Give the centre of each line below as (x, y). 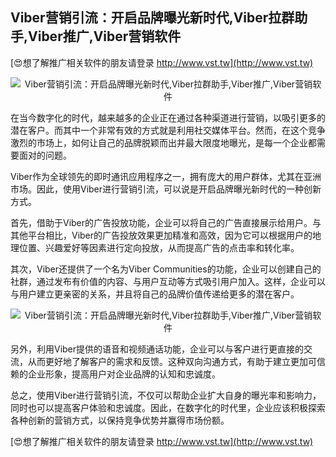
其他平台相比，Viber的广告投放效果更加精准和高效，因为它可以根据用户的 (161, 235)
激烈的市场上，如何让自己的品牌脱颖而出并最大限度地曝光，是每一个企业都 (163, 142)
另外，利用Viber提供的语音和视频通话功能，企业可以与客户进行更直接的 (157, 349)
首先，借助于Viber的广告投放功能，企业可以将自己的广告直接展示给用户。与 (166, 222)
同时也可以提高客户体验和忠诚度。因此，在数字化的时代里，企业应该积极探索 (168, 407)
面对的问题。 (45, 155)
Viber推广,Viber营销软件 (105, 36)
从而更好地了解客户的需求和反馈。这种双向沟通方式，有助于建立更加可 (172, 361)
